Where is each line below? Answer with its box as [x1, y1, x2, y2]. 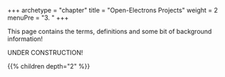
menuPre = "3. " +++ [7, 13, 69, 22]
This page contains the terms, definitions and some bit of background [7, 28, 212, 35]
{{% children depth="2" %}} [7, 62, 90, 70]
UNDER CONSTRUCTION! [7, 49, 83, 57]
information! [7, 35, 43, 43]
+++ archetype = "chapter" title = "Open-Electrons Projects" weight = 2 [7, 6, 219, 14]
